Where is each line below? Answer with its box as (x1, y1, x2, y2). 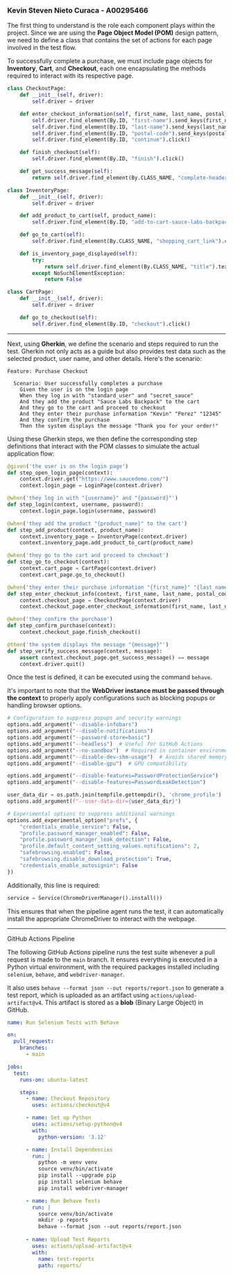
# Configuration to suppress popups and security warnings (7, 714, 182, 722)
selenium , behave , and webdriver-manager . (7, 970, 125, 978)
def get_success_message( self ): (19, 168, 113, 175)
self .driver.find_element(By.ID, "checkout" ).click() (32, 320, 191, 328)
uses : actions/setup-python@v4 (32, 1120, 123, 1128)
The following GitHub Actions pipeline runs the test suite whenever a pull (7, 948, 215, 956)
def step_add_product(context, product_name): (7, 526, 144, 533)
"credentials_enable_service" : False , (19, 823, 132, 830)
